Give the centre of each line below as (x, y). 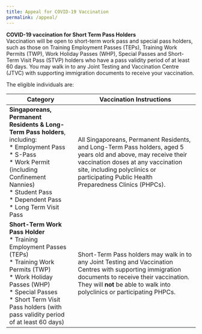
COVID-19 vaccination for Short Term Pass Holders (71, 34)
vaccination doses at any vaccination (130, 162)
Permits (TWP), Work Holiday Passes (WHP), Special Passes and (87, 53)
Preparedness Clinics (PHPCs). (122, 184)
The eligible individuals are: (40, 84)
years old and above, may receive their (133, 154)
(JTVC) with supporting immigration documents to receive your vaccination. (100, 73)
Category (41, 99)
